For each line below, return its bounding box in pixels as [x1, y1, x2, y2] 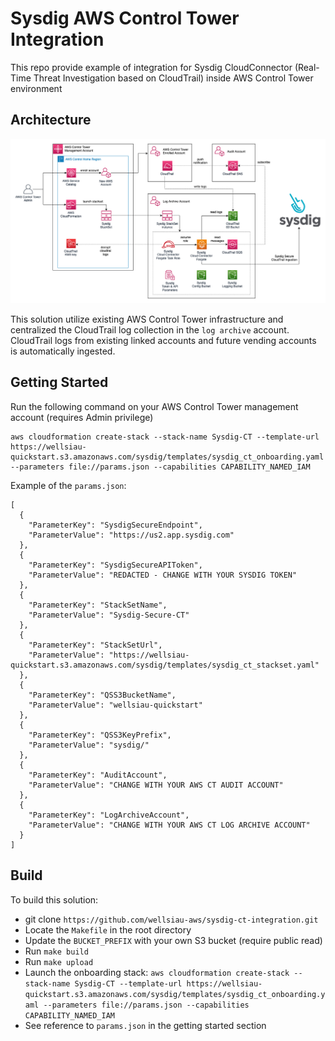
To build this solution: [10, 893, 99, 906]
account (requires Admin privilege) [10, 411, 154, 423]
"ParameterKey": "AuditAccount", [28, 770, 168, 780]
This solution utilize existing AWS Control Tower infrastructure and [10, 313, 284, 326]
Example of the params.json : [10, 479, 127, 491]
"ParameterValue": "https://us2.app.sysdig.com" [28, 530, 235, 540]
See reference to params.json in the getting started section [24, 1019, 267, 1031]
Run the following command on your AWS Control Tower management [10, 400, 299, 412]
